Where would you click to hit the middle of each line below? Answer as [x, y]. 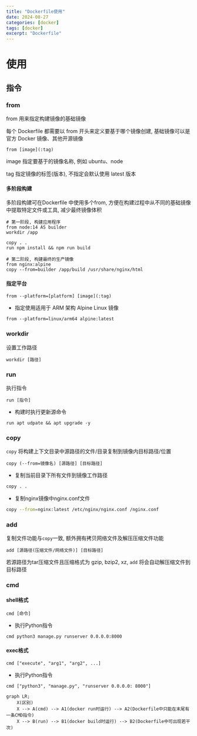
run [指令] [19, 400]
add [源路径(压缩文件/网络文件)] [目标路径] [55, 551]
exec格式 [17, 651]
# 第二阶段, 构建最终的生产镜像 [40, 260]
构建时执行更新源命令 [40, 412]
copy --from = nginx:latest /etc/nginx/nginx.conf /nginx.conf [83, 510]
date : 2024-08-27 [27, 17]
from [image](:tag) [30, 150]
